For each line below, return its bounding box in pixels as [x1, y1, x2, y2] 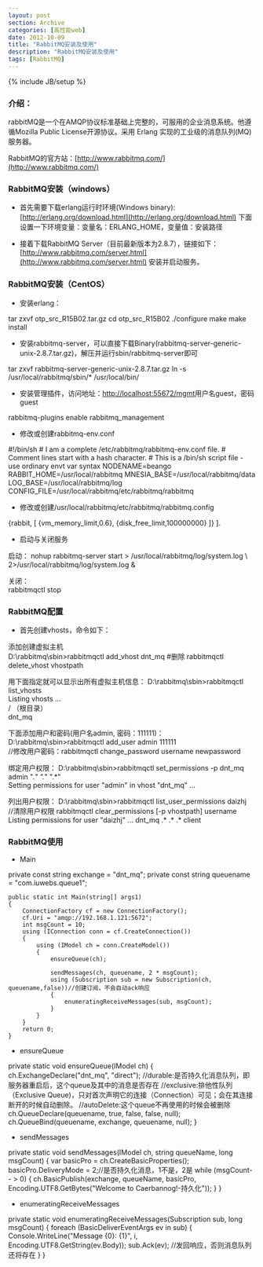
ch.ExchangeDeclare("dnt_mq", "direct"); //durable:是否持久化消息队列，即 [8, 1071, 250, 1080]
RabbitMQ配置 [8, 606, 64, 617]
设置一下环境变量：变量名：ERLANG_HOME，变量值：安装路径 [19, 222, 223, 232]
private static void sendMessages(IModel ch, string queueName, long [8, 1148, 233, 1157]
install [8, 322, 27, 331]
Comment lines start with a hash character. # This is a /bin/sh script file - [8, 452, 244, 462]
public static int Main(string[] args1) [8, 893, 143, 902]
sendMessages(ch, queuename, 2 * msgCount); [49, 969, 199, 977]
